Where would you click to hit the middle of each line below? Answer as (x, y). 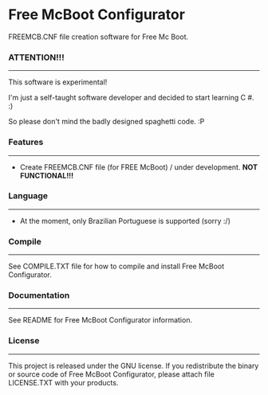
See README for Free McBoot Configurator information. (100, 320)
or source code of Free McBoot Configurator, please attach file (112, 374)
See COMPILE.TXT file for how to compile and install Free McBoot (116, 266)
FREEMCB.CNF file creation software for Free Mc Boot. (99, 37)
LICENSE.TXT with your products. (63, 382)
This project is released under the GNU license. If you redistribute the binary (134, 366)
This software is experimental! (58, 82)
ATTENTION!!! (37, 57)
